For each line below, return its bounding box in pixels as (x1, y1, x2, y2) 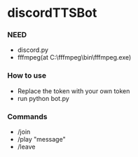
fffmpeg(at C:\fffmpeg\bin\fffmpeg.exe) (17, 53, 132, 62)
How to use (7, 71, 47, 81)
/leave (17, 142, 36, 151)
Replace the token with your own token (17, 86, 130, 95)
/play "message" (17, 135, 66, 144)
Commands (7, 111, 48, 121)
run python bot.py (17, 94, 70, 102)
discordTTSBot (7, 5, 97, 21)
